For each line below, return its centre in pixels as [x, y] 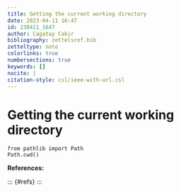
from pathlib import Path [45, 149]
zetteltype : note [33, 47]
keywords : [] [27, 67]
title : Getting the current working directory [77, 14]
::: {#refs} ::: [25, 182]
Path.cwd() [23, 155]
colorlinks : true [33, 54]
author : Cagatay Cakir [41, 34]
